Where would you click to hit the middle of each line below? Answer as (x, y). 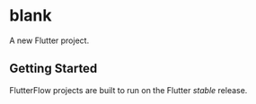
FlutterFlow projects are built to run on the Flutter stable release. (128, 90)
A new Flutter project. (49, 40)
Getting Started (53, 69)
